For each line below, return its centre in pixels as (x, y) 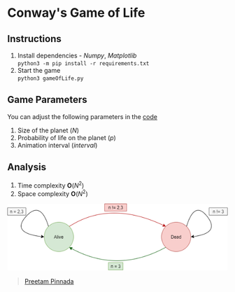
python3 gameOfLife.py (50, 78)
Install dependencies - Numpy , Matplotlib (77, 55)
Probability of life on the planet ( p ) (67, 137)
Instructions (34, 39)
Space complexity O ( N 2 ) (53, 193)
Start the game (39, 70)
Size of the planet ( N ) (48, 130)
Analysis (27, 167)
